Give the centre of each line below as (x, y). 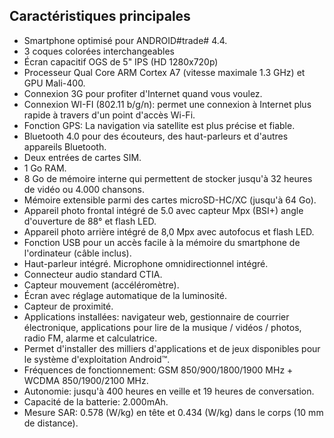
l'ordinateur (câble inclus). (77, 253)
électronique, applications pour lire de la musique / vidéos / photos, (162, 327)
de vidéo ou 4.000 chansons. (84, 189)
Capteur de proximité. (68, 306)
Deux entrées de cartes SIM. (82, 157)
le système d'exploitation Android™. (97, 359)
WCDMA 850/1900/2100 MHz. (86, 380)
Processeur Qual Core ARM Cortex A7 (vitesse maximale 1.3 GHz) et (164, 72)
